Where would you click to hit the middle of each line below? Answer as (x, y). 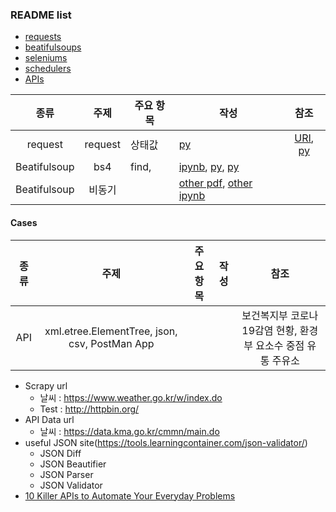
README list (41, 15)
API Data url (49, 419)
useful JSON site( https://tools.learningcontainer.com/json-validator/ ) (166, 442)
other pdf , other (215, 183)
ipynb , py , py (209, 167)
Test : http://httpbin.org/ (89, 409)
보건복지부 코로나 (280, 315)
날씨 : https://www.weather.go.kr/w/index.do (131, 397)
